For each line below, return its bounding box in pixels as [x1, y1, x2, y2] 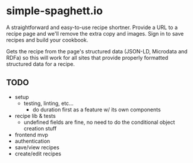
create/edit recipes [14, 150, 61, 157]
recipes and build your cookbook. [6, 36, 88, 43]
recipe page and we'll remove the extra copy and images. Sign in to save [6, 30, 184, 37]
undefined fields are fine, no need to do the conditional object [23, 119, 175, 126]
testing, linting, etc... [23, 100, 74, 107]
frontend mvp [14, 131, 49, 138]
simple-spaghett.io [6, 4, 103, 18]
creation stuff [23, 124, 57, 132]
